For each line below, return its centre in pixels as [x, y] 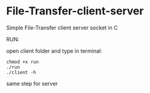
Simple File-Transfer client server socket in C [62, 28]
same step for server [32, 83]
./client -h [21, 72]
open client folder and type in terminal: [54, 51]
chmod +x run [23, 62]
